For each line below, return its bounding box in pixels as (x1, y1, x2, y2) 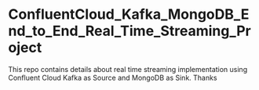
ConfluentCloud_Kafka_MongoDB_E (8, 5, 250, 23)
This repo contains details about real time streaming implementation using (8, 64, 248, 74)
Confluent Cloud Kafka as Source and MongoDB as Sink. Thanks (8, 73, 217, 82)
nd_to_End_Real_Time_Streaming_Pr (8, 22, 251, 40)
